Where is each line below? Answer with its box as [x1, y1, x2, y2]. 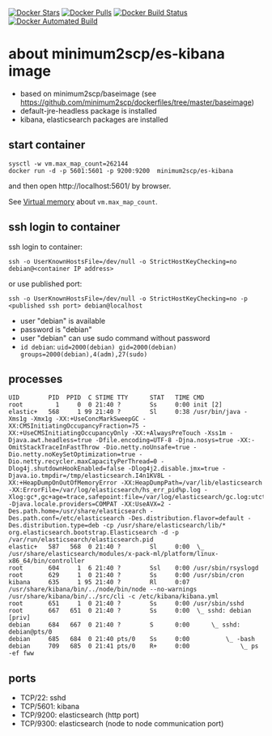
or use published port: [8, 278, 83, 288]
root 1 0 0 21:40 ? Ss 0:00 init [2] [8, 401, 223, 409]
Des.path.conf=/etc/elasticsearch [8, 514, 125, 523]
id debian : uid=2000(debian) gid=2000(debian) [19, 342, 177, 351]
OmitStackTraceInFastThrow [8, 443, 100, 452]
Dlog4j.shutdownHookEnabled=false [8, 465, 125, 473]
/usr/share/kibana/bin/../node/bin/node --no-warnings [8, 585, 198, 594]
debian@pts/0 [8, 628, 53, 636]
